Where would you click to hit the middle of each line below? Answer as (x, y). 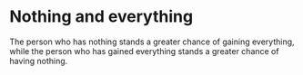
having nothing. (39, 61)
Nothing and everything (101, 17)
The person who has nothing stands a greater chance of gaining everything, (152, 42)
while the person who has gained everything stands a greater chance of (144, 51)
